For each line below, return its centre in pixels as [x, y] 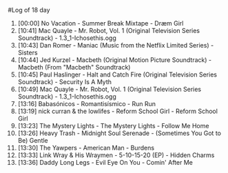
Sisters [28, 52]
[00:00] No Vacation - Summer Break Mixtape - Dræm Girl [101, 23]
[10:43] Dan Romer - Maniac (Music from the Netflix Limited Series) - [116, 45]
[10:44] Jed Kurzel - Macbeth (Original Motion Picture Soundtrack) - [115, 60]
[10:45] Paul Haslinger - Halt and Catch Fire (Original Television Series [117, 74]
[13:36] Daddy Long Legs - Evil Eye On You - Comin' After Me [105, 162]
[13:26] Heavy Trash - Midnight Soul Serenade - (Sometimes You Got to [119, 133]
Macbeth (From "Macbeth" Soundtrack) [74, 67]
